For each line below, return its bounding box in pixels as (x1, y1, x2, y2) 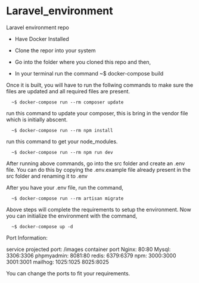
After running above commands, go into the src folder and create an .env (6, 159, 185, 167)
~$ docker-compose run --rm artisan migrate (11, 195, 124, 202)
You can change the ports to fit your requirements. (6, 269, 130, 277)
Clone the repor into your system (14, 46, 96, 54)
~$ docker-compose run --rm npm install (11, 127, 113, 133)
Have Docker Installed (14, 35, 70, 42)
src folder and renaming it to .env (6, 172, 88, 180)
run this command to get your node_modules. (6, 138, 118, 145)
